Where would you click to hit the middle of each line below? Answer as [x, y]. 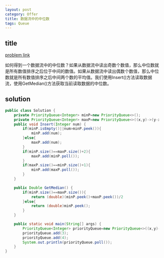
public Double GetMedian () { [43, 188]
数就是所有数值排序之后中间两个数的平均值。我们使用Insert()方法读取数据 [79, 77]
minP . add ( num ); [47, 133]
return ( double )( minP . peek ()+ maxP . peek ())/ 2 [77, 197]
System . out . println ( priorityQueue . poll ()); [67, 242]
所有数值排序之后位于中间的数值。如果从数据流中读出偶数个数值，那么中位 [84, 71]
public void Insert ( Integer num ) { [50, 124]
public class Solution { [30, 110]
